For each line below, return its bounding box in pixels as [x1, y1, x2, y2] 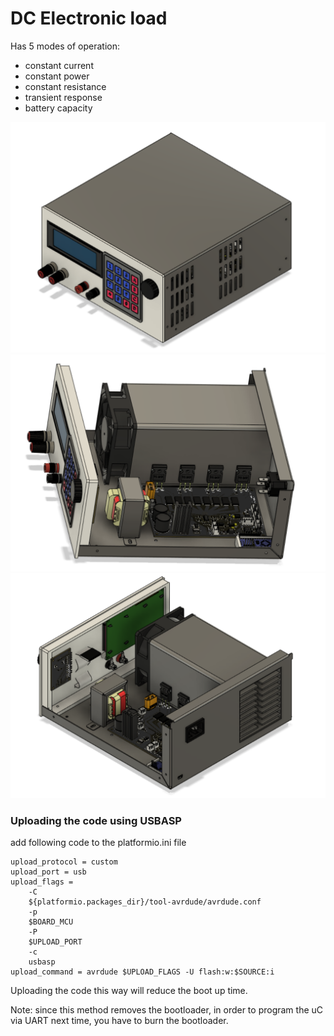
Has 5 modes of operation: [10, 40, 120, 52]
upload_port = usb [10, 867, 87, 877]
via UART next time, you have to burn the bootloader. [10, 1015, 229, 1027]
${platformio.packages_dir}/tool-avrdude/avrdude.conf [28, 897, 262, 907]
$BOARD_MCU [28, 917, 74, 927]
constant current [24, 59, 94, 71]
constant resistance [24, 80, 107, 92]
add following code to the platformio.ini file [10, 837, 187, 849]
